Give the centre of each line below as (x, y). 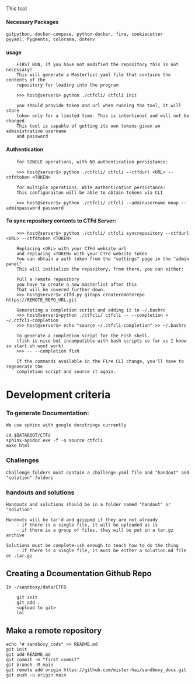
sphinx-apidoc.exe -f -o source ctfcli (55, 441)
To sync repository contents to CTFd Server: (61, 221)
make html (18, 446)
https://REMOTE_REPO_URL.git (41, 300)
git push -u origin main (36, 675)
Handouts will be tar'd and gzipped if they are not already (82, 520)
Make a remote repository (54, 631)
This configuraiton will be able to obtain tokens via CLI (90, 193)
